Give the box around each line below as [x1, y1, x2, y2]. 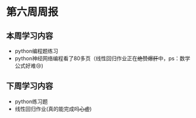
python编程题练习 [14, 48, 58, 54]
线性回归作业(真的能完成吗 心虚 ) [14, 105, 92, 112]
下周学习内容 [6, 81, 53, 91]
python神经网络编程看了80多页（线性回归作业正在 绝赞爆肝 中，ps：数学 [14, 55, 191, 62]
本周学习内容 [6, 31, 53, 41]
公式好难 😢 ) [14, 63, 43, 69]
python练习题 [14, 98, 48, 105]
